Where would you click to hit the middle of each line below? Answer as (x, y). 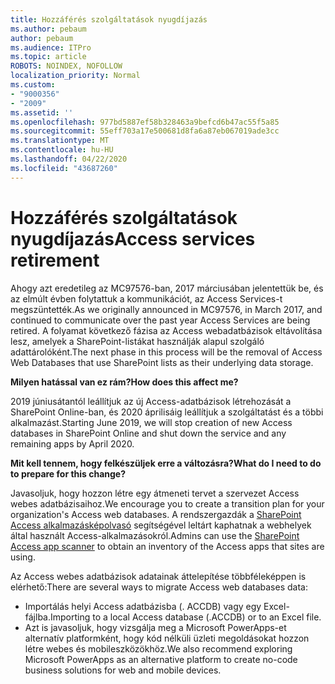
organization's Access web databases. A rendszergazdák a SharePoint (156, 514)
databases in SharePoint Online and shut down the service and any (148, 433)
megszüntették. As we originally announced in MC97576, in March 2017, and (166, 309)
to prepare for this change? (68, 473)
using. (23, 557)
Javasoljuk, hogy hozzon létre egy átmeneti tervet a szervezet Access (155, 493)
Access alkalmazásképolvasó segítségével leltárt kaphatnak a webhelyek (161, 525)
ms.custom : (33, 85)
